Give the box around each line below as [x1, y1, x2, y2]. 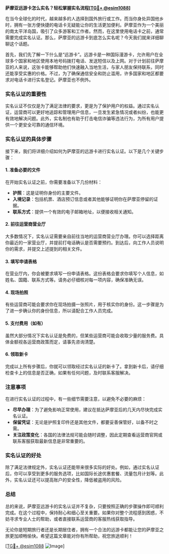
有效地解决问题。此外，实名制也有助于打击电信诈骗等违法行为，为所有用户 [5, 115, 159, 121]
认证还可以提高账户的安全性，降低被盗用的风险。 [22, 477, 124, 483]
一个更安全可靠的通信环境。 [9, 122, 67, 128]
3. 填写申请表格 [5, 258, 37, 264]
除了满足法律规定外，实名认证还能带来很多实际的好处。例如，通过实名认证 [5, 464, 159, 470]
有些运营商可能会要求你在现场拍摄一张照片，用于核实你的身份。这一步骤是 [5, 301, 159, 307]
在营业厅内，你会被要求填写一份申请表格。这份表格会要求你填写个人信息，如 [5, 271, 164, 277]
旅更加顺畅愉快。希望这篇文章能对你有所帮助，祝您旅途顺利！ [5, 533, 133, 539]
